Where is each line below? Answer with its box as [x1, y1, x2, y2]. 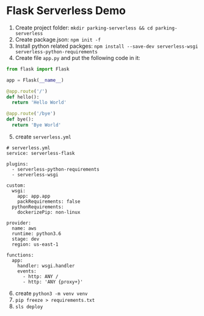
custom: [6, 182, 26, 189]
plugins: [6, 160, 29, 167]
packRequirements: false [17, 198, 81, 205]
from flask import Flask [6, 66, 70, 72]
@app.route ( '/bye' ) [6, 111, 56, 117]
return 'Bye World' [12, 122, 62, 129]
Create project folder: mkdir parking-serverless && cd [15, 24, 153, 31]
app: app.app [17, 193, 51, 199]
